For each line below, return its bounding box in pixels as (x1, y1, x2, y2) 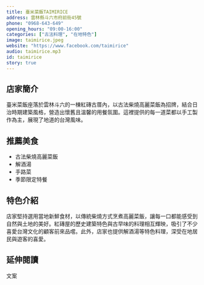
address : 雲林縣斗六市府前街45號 (6, 15, 82, 21)
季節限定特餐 (15, 176, 47, 183)
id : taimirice (6, 54, 42, 60)
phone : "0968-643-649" (6, 20, 64, 26)
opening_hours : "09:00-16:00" (6, 26, 83, 32)
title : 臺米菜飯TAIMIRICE (6, 9, 69, 15)
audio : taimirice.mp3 (6, 49, 61, 55)
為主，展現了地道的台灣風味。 (11, 116, 86, 123)
